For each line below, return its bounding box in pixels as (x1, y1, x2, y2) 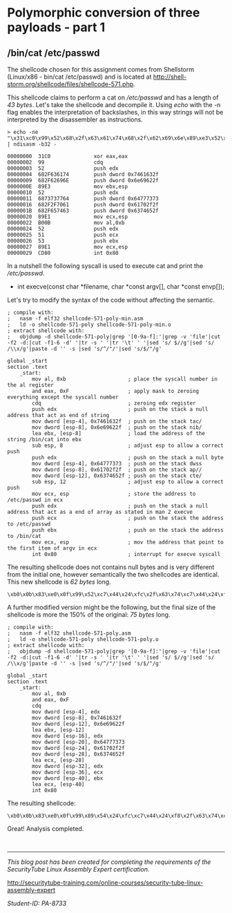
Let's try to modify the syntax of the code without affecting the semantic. (7, 296, 215, 304)
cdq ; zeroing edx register (32, 400, 196, 407)
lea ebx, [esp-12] (32, 727, 85, 733)
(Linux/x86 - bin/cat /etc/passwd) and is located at (7, 73, 152, 81)
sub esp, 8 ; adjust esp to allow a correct (32, 442, 224, 449)
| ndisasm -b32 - (7, 141, 57, 148)
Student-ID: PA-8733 (7, 899, 67, 907)
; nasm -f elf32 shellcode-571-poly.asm (7, 630, 131, 637)
